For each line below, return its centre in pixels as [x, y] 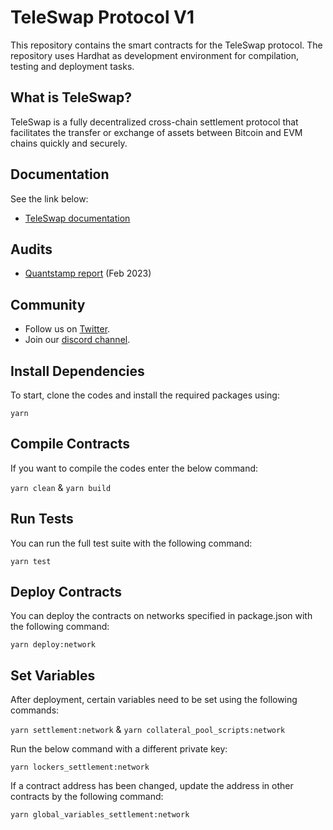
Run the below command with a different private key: [119, 749]
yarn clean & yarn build [61, 487]
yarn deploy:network [53, 645]
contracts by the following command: [87, 797]
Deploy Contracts [66, 592]
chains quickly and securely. [69, 143]
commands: [35, 710]
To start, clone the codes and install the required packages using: [145, 395]
